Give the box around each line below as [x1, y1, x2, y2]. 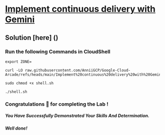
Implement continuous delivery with [5, 3, 156, 15]
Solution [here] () [5, 33, 58, 42]
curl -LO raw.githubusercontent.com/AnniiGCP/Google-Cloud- [5, 68, 131, 73]
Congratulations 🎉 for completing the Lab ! [5, 101, 109, 108]
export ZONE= [5, 59, 32, 64]
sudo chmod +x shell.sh [5, 81, 54, 85]
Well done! [5, 125, 28, 131]
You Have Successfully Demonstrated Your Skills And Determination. [5, 113, 150, 119]
